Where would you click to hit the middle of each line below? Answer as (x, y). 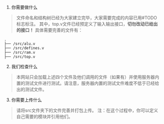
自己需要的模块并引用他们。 (44, 117)
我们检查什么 (24, 66)
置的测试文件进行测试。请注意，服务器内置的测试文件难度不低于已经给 (88, 83)
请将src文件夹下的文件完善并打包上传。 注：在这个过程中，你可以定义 (87, 110)
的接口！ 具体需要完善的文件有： (49, 30)
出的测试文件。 (31, 89)
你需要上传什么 (26, 100)
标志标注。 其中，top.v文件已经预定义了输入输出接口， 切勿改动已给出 (87, 24)
